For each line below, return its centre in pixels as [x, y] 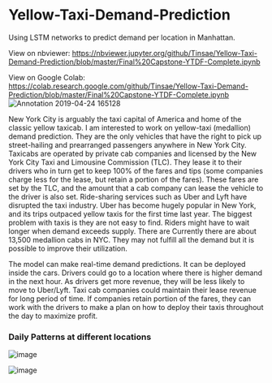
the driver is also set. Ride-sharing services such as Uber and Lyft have [128, 196]
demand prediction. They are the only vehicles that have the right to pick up [135, 136]
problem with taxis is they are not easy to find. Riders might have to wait [129, 222]
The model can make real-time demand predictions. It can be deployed [127, 264]
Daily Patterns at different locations [80, 337]
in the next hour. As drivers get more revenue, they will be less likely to [127, 281]
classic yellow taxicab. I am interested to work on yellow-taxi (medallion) [130, 127]
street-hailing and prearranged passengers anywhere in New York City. [127, 144]
